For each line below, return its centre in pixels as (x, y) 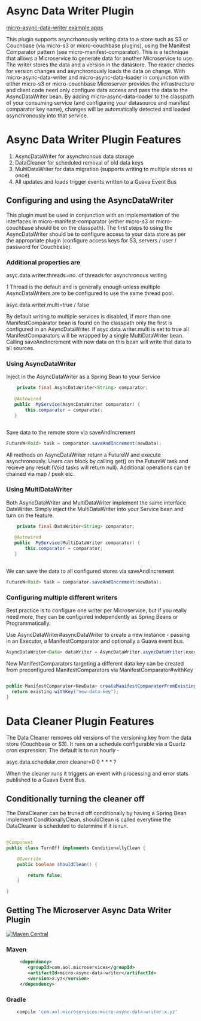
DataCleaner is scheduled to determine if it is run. (67, 826)
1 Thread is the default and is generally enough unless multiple (83, 287)
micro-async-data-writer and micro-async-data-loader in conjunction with (98, 77)
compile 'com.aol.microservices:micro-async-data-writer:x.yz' (98, 1012)
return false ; (45, 875)
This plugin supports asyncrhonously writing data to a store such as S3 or (97, 39)
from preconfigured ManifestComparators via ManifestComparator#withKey (100, 670)
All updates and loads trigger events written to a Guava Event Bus (96, 181)
